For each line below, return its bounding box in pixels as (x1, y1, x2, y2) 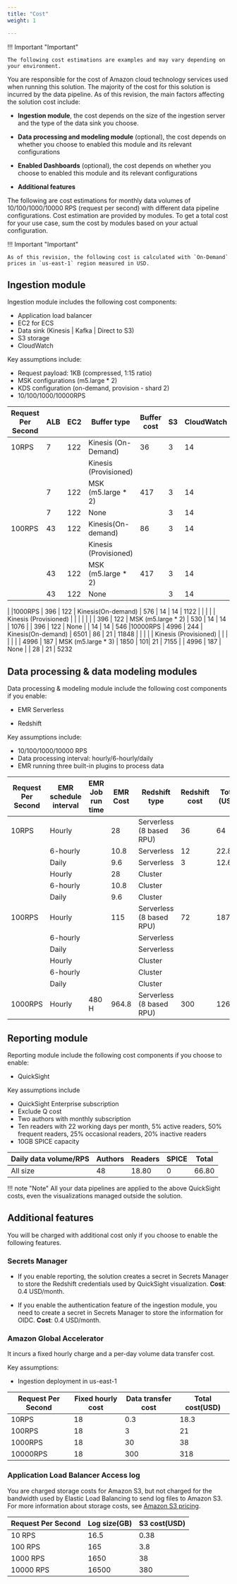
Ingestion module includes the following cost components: (7, 298, 178, 306)
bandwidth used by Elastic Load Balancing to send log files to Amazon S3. (7, 1494, 223, 1503)
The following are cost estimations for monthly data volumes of (7, 196, 191, 205)
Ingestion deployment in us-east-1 (17, 1377, 118, 1386)
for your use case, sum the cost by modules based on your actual (7, 219, 198, 227)
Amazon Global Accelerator (7, 1333, 104, 1343)
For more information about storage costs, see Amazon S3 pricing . (7, 1501, 201, 1510)
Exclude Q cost (17, 1107, 62, 1115)
